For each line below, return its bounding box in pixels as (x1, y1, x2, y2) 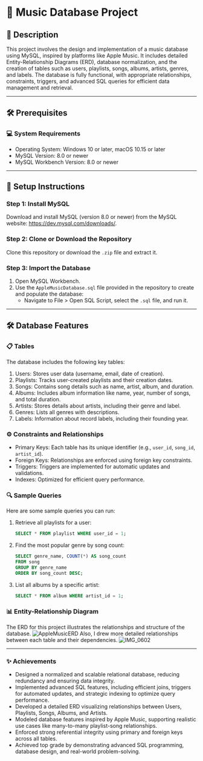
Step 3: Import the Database (6, 264, 91, 272)
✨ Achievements (6, 657, 57, 665)
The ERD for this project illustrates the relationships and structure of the (6, 623, 185, 630)
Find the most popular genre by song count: (14, 542, 125, 549)
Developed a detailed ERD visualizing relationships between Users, (14, 703, 182, 710)
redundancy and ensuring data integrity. (14, 677, 115, 685)
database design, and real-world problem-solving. (14, 748, 141, 755)
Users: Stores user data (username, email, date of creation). (14, 370, 165, 377)
